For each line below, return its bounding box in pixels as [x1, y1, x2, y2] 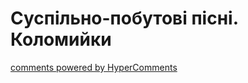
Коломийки [10, 28, 112, 51]
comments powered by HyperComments [10, 61, 178, 73]
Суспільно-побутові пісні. [10, 7, 239, 30]
